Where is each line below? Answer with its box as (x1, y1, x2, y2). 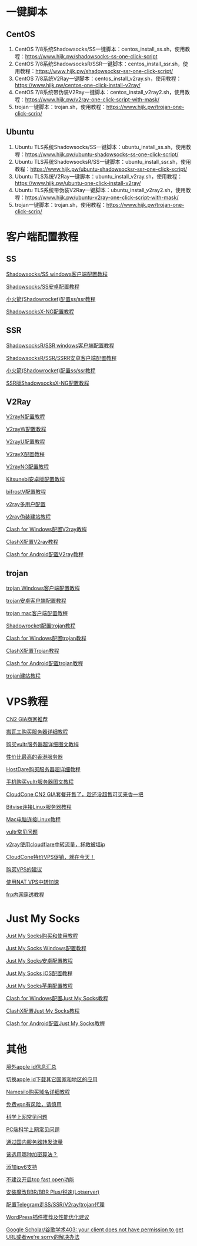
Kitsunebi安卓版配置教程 (6, 475, 65, 483)
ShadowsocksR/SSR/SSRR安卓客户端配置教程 (6, 354, 117, 361)
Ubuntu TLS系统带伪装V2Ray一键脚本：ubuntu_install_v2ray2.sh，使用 (14, 186, 186, 193)
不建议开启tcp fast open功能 (6, 1176, 75, 1183)
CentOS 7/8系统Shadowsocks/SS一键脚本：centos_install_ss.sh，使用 (14, 45, 185, 52)
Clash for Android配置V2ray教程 (6, 551, 84, 558)
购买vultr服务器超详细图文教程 (6, 741, 79, 748)
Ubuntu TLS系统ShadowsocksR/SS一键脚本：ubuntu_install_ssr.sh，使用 (14, 158, 191, 165)
